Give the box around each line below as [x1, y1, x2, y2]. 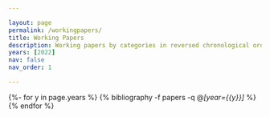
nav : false [8, 56, 45, 64]
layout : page [8, 18, 52, 26]
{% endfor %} [8, 101, 55, 111]
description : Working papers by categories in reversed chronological [8, 41, 250, 49]
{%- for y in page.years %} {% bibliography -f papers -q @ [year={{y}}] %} [8, 92, 257, 102]
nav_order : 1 [8, 63, 52, 72]
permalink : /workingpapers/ [8, 26, 103, 34]
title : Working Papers [8, 34, 84, 42]
